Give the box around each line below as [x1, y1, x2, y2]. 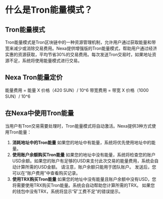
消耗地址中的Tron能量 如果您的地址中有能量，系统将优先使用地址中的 [12, 139, 151, 145]
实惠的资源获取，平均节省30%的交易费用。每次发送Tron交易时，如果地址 [5, 52, 152, 57]
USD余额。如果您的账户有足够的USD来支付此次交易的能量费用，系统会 [12, 157, 155, 164]
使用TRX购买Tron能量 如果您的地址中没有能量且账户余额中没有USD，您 [12, 176, 157, 182]
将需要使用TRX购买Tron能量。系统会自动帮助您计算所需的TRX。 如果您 [12, 182, 155, 188]
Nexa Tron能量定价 [5, 73, 63, 82]
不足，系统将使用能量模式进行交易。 [9, 58, 82, 64]
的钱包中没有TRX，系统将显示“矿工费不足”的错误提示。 [12, 188, 123, 194]
